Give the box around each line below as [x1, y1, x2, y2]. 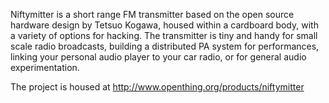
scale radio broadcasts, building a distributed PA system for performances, [10, 40, 320, 52]
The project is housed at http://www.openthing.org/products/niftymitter [10, 81, 305, 93]
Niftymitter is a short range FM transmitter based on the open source [10, 9, 295, 20]
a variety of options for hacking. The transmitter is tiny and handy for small [10, 30, 318, 41]
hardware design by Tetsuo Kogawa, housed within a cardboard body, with [10, 19, 319, 31]
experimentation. [10, 62, 80, 73]
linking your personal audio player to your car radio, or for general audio [10, 51, 307, 63]
